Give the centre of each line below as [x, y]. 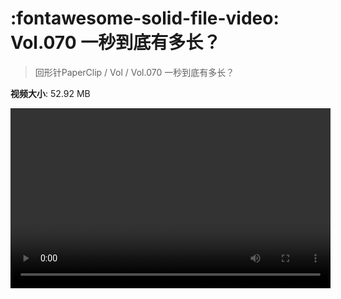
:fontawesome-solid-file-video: [145, 18]
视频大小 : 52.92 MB [50, 93]
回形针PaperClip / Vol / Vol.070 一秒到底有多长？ [134, 72]
